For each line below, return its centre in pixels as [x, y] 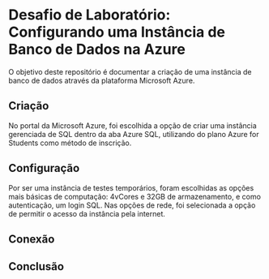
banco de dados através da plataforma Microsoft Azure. [102, 80]
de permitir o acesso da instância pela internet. [87, 213]
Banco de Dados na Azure [97, 49]
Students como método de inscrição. [70, 143]
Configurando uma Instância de [117, 32]
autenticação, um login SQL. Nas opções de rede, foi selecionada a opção [132, 205]
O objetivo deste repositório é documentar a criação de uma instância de [130, 71]
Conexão [32, 239]
